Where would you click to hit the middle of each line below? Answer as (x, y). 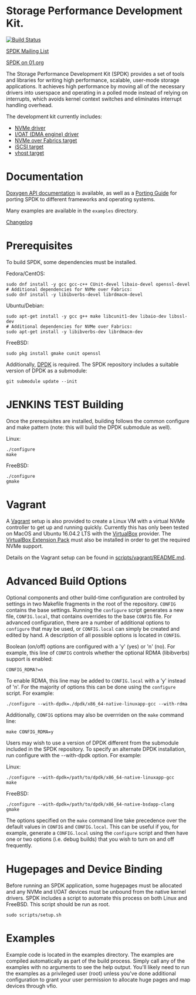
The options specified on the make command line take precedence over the (96, 820)
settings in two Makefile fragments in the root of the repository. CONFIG (91, 604)
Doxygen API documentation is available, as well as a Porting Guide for (92, 193)
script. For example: (30, 693)
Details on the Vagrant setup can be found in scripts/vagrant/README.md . (96, 557)
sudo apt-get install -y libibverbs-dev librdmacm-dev (75, 332)
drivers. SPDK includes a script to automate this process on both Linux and (97, 898)
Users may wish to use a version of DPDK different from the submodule (92, 743)
